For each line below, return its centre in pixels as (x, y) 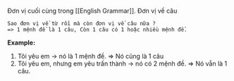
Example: (21, 43)
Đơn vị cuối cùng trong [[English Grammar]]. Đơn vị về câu (92, 11)
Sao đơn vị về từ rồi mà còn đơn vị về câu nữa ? (82, 24)
